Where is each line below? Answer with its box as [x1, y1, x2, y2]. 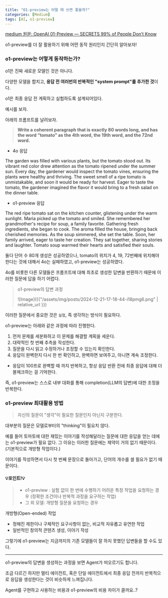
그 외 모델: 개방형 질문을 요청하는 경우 [24, 500, 98, 506]
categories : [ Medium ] [5, 12, 50, 17]
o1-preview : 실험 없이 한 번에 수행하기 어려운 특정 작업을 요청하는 [24, 487, 154, 493]
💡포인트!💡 [5, 475, 25, 481]
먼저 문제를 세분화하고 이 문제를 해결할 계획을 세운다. [12, 333, 115, 339]
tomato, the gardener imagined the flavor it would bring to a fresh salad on [5, 184, 158, 190]
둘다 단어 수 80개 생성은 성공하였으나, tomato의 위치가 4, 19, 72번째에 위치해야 [5, 252, 159, 258]
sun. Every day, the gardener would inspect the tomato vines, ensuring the [5, 168, 159, 174]
